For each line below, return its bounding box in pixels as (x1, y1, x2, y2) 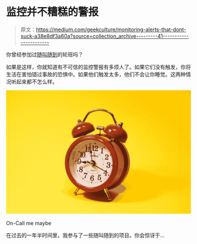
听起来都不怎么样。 (11, 78, 57, 85)
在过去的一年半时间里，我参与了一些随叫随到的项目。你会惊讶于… (6, 232, 165, 239)
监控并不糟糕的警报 (6, 5, 99, 19)
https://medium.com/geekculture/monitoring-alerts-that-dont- (36, 26, 186, 33)
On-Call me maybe (6, 219, 52, 226)
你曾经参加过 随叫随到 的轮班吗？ (6, 51, 83, 58)
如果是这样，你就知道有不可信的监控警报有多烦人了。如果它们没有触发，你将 (6, 63, 191, 71)
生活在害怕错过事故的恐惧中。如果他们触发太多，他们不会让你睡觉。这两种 (6, 71, 186, 78)
